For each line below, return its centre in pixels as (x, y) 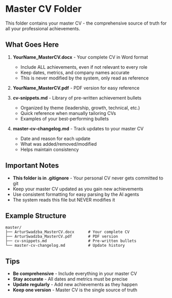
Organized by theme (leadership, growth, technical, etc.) (80, 108)
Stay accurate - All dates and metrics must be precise (70, 279)
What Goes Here (32, 45)
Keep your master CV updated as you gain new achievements (78, 189)
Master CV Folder (44, 9)
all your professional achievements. (43, 28)
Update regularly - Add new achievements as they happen (75, 285)
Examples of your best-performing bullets (65, 118)
